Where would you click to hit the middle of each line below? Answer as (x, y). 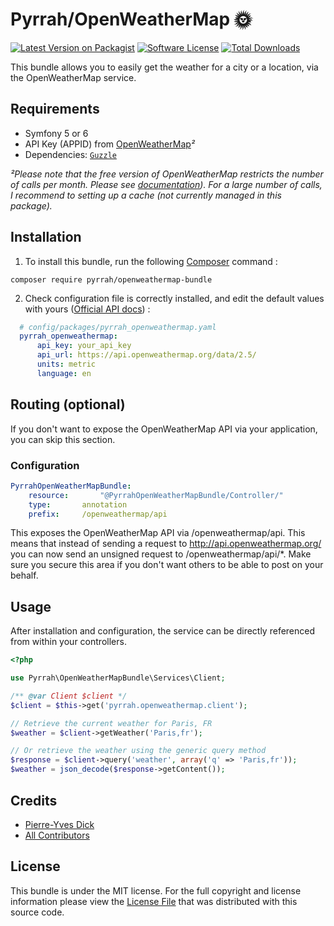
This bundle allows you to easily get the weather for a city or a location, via (164, 67)
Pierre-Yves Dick (59, 824)
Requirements (55, 109)
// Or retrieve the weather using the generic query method (138, 751)
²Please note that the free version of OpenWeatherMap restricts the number (167, 174)
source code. (37, 912)
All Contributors (57, 835)
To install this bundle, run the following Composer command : (151, 261)
